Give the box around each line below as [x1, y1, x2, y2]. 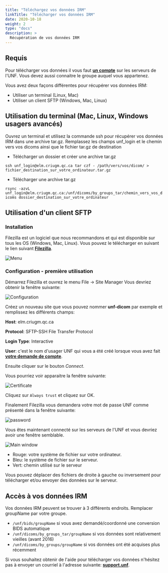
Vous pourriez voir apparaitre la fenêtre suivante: [5, 373, 106, 379]
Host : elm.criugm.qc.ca [5, 319, 54, 325]
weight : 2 [5, 21, 26, 27]
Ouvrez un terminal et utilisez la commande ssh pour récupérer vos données [5, 133, 163, 139]
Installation [5, 223, 34, 230]
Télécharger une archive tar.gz [12, 176, 76, 182]
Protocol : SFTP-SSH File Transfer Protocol [5, 329, 93, 335]
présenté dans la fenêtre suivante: [5, 407, 76, 413]
